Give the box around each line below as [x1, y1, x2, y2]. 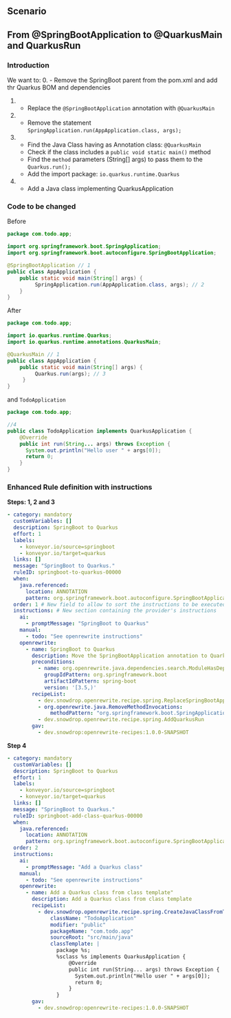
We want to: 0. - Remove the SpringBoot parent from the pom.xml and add [7, 76, 218, 85]
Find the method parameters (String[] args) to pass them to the [27, 155, 203, 164]
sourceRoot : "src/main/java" [50, 934, 134, 941]
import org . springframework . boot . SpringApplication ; [7, 243, 162, 250]
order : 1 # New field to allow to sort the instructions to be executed [13, 601, 226, 608]
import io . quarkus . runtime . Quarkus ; [7, 332, 112, 340]
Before [7, 217, 26, 226]
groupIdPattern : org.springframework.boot [43, 672, 168, 678]
